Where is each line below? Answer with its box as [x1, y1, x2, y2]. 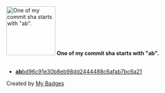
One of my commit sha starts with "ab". [56, 50, 159, 57]
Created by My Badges [6, 80, 64, 87]
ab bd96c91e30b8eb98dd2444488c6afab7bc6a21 [15, 68, 142, 75]
